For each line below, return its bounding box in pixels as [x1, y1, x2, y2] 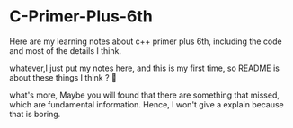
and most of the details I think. [9, 45, 121, 55]
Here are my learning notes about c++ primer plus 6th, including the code [9, 36, 283, 47]
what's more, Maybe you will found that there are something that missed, [9, 90, 280, 100]
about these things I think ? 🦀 [9, 72, 117, 82]
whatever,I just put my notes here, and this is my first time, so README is [9, 63, 280, 73]
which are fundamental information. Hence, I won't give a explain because [9, 98, 285, 109]
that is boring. [9, 108, 61, 119]
